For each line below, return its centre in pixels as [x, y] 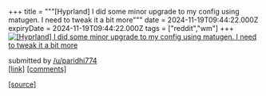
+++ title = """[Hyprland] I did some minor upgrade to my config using [124, 12]
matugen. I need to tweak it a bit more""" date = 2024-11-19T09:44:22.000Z [133, 20]
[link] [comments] [38, 69]
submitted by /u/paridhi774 [53, 60]
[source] [22, 84]
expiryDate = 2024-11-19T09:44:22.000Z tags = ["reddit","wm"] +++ [121, 28]
